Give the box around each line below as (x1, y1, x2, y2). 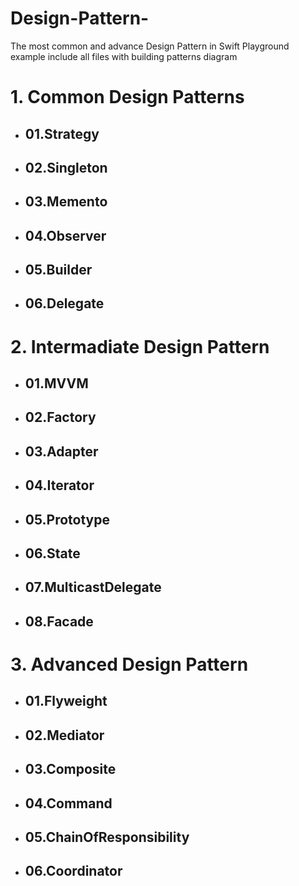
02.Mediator (24, 727, 105, 744)
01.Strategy (24, 125, 100, 142)
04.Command (24, 795, 113, 812)
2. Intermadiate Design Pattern (10, 335, 270, 358)
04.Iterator (24, 477, 95, 494)
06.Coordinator (24, 863, 123, 880)
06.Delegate (24, 295, 105, 312)
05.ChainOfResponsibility (24, 828, 190, 846)
